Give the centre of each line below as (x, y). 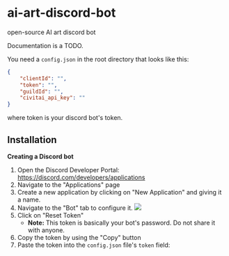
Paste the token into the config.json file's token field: (94, 245)
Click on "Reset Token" (50, 215)
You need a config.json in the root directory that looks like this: (98, 59)
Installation (32, 140)
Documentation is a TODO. (45, 45)
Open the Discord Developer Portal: (68, 170)
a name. (29, 199)
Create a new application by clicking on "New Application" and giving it (119, 192)
